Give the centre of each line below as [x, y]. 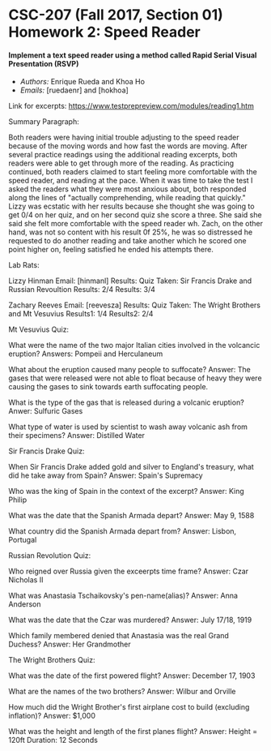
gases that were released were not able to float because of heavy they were [135, 378]
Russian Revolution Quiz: [50, 556]
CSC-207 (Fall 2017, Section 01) [116, 15]
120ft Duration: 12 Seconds [53, 740]
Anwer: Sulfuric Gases [46, 411]
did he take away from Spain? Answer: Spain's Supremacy [106, 475]
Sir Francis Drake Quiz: [47, 451]
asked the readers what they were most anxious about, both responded [127, 189]
